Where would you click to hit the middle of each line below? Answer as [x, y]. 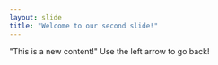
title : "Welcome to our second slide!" [84, 26]
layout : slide [36, 17]
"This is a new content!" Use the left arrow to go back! [109, 51]
